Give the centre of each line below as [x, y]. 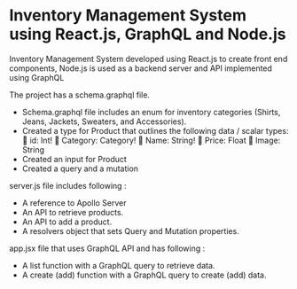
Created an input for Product [74, 159]
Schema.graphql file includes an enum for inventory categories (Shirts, [151, 112]
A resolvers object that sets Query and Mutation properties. [130, 230]
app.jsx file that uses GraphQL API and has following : [107, 248]
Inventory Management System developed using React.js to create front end [148, 59]
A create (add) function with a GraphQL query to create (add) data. [144, 275]
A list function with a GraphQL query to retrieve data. [118, 265]
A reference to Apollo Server [74, 203]
